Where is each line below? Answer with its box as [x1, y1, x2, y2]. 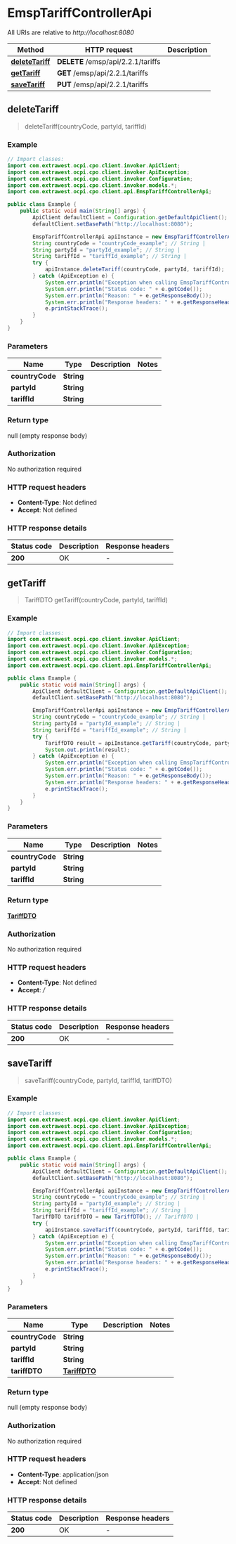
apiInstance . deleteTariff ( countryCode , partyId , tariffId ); [44, 266, 225, 273]
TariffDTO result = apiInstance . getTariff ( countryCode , [44, 739, 212, 746]
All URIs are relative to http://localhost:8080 [7, 28, 135, 37]
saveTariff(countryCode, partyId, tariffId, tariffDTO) [24, 1076, 172, 1084]
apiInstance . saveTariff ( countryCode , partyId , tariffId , [44, 1226, 216, 1233]
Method [17, 44, 44, 54]
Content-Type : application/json [17, 1470, 109, 1479]
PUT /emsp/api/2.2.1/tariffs [57, 79, 149, 89]
